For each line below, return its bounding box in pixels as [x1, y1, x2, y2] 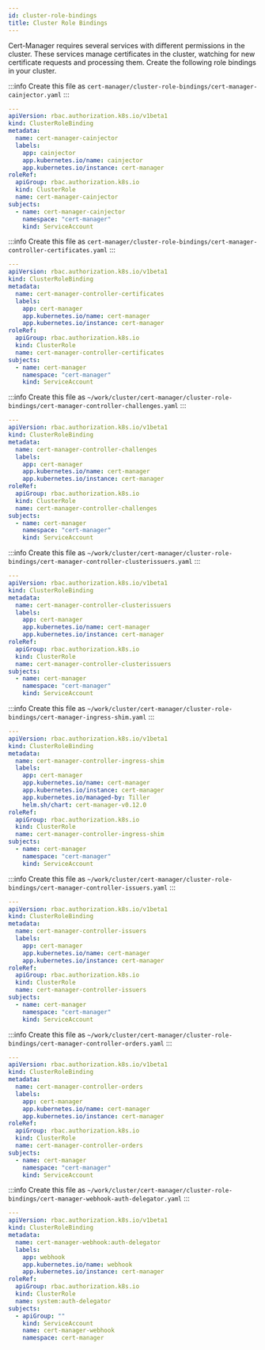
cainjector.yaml [8, 91, 62, 99]
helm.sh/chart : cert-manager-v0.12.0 [22, 800, 147, 809]
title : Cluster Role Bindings [8, 19, 108, 27]
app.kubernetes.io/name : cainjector [22, 156, 144, 164]
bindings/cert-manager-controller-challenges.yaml [8, 403, 179, 410]
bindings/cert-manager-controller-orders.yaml [8, 1039, 165, 1048]
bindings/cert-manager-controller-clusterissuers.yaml [8, 558, 193, 566]
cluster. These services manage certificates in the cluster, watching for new [8, 49, 256, 59]
